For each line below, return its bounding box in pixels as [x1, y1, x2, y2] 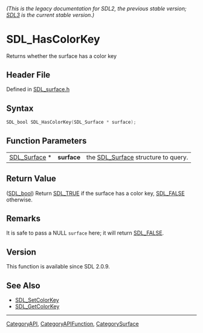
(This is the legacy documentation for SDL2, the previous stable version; [6, 5, 187, 12]
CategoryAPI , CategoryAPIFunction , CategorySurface [6, 320, 139, 328]
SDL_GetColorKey [14, 303, 60, 310]
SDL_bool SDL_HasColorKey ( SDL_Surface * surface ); [6, 119, 137, 125]
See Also [6, 281, 40, 291]
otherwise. [6, 196, 33, 203]
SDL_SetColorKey [14, 296, 59, 304]
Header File [6, 69, 51, 80]
